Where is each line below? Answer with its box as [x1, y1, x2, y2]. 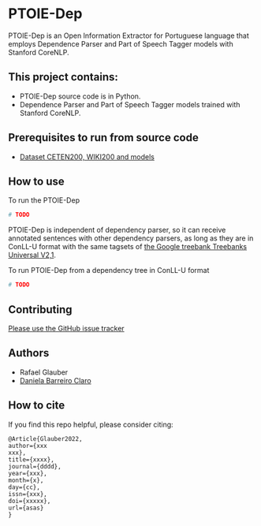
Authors [8, 346, 50, 360]
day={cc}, [8, 483, 41, 491]
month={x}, [8, 476, 44, 484]
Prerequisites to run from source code [8, 131, 199, 144]
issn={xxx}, [8, 490, 47, 498]
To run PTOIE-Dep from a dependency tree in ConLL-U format [8, 266, 210, 275]
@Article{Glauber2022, [8, 435, 83, 442]
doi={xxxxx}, [8, 497, 51, 505]
